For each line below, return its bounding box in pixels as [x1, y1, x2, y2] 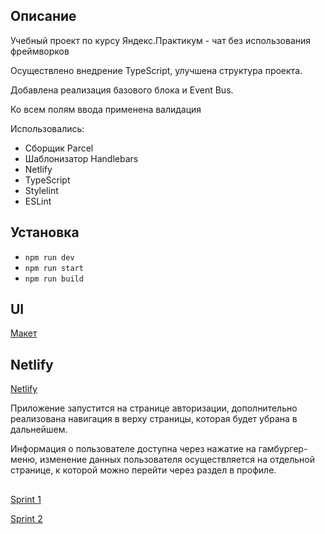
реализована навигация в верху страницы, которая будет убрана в [10, 413, 298, 425]
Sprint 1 [10, 493, 42, 505]
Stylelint [24, 184, 59, 196]
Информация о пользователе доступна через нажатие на [10, 443, 257, 455]
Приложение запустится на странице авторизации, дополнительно [10, 402, 298, 414]
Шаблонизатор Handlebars [24, 152, 139, 164]
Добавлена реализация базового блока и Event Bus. [10, 84, 234, 96]
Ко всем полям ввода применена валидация [10, 103, 202, 115]
